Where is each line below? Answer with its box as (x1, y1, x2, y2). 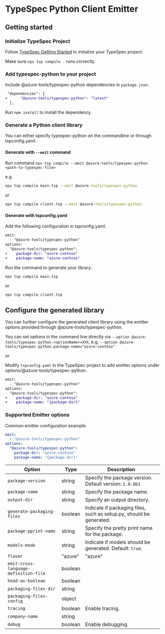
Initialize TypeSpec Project (5, 38, 70, 45)
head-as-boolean (7, 578, 46, 583)
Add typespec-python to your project (5, 70, 96, 77)
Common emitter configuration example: (5, 422, 87, 428)
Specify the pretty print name (85, 524, 153, 531)
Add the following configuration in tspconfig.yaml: (5, 223, 107, 229)
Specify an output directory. (85, 496, 150, 503)
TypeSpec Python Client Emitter (5, 3, 138, 15)
